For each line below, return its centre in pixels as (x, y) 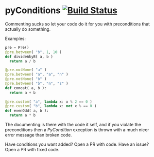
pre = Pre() (17, 47)
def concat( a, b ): (26, 88)
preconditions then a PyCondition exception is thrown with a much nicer (77, 130)
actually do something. (28, 29)
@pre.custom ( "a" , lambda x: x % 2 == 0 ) (49, 102)
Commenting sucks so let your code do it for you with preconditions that (77, 24)
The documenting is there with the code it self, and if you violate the (73, 125)
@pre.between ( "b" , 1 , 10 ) (34, 52)
